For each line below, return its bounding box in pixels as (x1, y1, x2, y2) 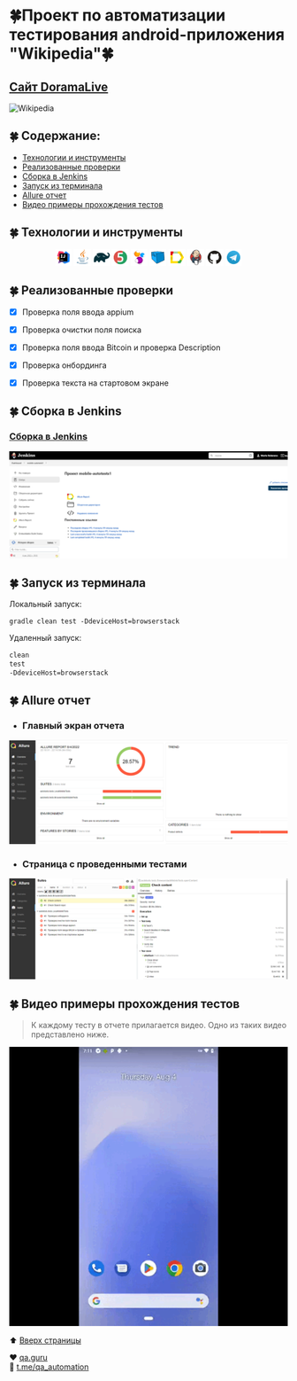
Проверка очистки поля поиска (21, 324, 142, 335)
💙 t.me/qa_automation (9, 1361, 89, 1372)
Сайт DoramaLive (9, 79, 109, 94)
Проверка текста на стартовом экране (21, 378, 170, 388)
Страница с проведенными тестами (21, 858, 187, 870)
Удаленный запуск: (9, 633, 82, 644)
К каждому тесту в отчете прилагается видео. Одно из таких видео (30, 1020, 287, 1031)
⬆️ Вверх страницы (9, 1335, 81, 1346)
